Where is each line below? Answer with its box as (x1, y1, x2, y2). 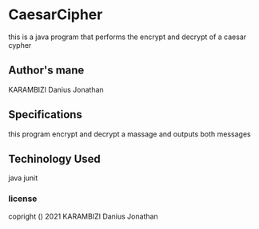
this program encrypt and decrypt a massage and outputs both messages (8, 129, 251, 139)
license (8, 193, 38, 204)
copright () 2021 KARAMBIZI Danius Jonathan (8, 211, 158, 221)
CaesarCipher (8, 6, 103, 24)
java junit (8, 173, 38, 183)
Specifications (8, 108, 82, 121)
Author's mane (8, 64, 85, 77)
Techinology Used (8, 152, 102, 165)
